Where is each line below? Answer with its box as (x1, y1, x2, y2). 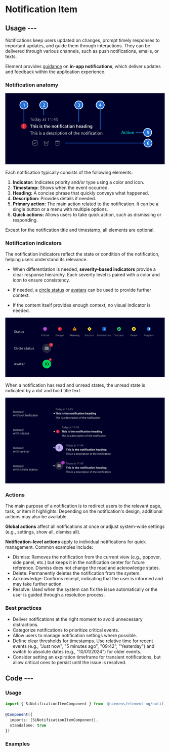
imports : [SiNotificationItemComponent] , (10, 717, 99, 723)
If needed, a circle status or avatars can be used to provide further (12, 287, 152, 293)
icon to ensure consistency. (12, 277, 70, 283)
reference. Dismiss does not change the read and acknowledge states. (12, 565, 160, 571)
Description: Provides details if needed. (12, 195, 96, 201)
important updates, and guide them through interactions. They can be (5, 43, 151, 49)
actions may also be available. (5, 514, 68, 520)
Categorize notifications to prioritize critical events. (12, 626, 119, 633)
